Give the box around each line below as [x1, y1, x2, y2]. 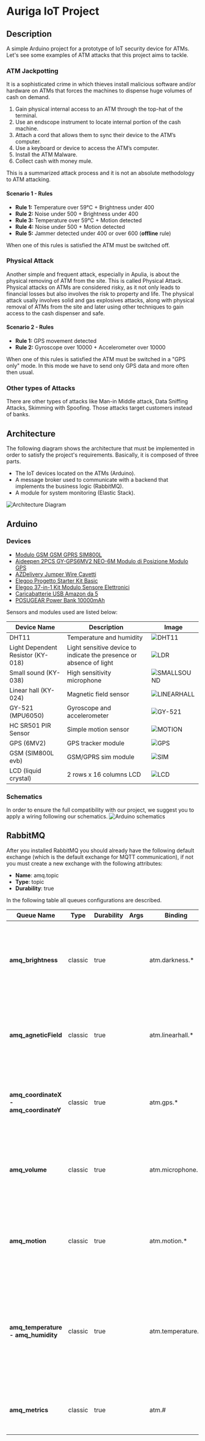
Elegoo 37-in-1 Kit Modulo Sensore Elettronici [15, 583, 130, 591]
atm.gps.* [149, 1098, 179, 1106]
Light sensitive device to [67, 643, 137, 651]
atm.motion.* [149, 1237, 188, 1245]
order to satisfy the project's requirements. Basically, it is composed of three [6, 451, 199, 458]
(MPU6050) [9, 711, 45, 720]
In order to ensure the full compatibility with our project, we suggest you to [6, 806, 194, 814]
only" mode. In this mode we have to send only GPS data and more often [6, 362, 189, 369]
